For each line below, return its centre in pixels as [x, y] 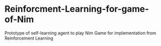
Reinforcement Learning [29, 38]
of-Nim [19, 19]
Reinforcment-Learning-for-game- [77, 9]
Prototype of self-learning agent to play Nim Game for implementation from [80, 33]
